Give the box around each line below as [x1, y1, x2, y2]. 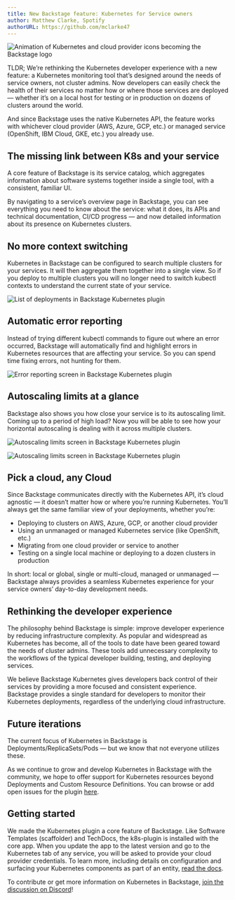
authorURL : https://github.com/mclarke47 [7, 23, 130, 30]
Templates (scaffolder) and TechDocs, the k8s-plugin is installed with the [7, 834, 219, 842]
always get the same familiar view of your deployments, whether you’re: [7, 505, 215, 514]
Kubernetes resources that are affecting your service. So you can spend [7, 349, 216, 357]
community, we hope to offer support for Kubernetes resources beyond [7, 773, 214, 781]
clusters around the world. [7, 101, 83, 110]
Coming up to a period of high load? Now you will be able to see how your [7, 417, 221, 425]
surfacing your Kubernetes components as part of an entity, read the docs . [7, 863, 224, 873]
